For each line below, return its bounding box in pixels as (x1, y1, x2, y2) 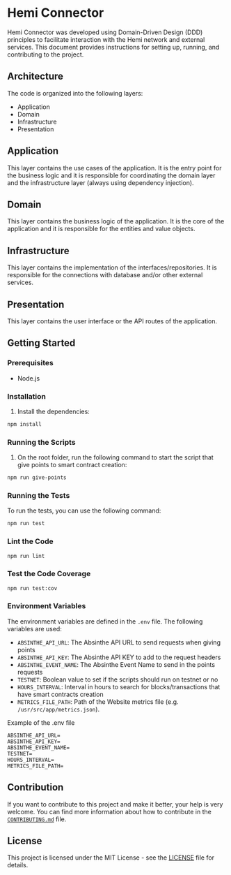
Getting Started (7, 337, 76, 349)
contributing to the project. (7, 50, 84, 59)
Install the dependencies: (17, 407, 90, 416)
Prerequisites (7, 358, 54, 368)
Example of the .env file (7, 718, 75, 727)
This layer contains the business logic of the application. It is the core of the (7, 217, 225, 226)
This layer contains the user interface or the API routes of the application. (7, 317, 218, 325)
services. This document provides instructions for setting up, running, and (7, 43, 220, 51)
